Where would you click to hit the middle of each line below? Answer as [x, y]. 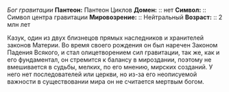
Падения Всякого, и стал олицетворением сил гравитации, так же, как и [113, 52]
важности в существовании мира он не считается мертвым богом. [106, 81]
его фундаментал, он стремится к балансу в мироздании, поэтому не [109, 60]
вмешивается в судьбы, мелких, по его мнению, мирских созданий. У [110, 67]
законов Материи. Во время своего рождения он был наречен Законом [112, 45]
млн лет [19, 24]
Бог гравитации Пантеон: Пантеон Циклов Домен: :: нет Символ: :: [107, 10]
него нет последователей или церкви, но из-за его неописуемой [102, 74]
